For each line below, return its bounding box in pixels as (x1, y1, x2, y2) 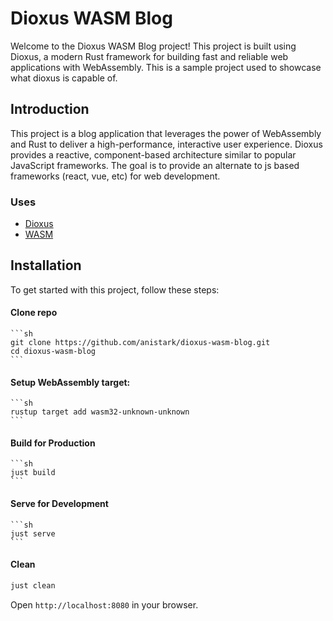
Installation (10, 257, 82, 274)
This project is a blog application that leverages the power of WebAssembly (10, 127, 322, 139)
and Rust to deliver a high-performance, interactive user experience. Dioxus (10, 138, 323, 150)
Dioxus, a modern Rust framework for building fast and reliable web (10, 50, 289, 62)
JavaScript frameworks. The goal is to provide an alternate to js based (10, 159, 300, 171)
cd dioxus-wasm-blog (10, 347, 97, 357)
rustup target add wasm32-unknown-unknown (10, 407, 190, 417)
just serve (10, 528, 56, 539)
